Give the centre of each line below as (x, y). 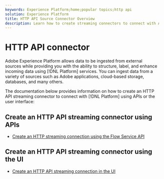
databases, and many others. (34, 82)
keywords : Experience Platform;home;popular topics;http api (69, 10)
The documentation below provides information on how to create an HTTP (80, 91)
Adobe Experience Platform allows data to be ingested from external (74, 61)
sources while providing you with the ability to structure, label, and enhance (81, 66)
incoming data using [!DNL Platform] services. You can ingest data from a (79, 71)
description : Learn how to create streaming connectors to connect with (81, 23)
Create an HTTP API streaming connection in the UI (64, 171)
